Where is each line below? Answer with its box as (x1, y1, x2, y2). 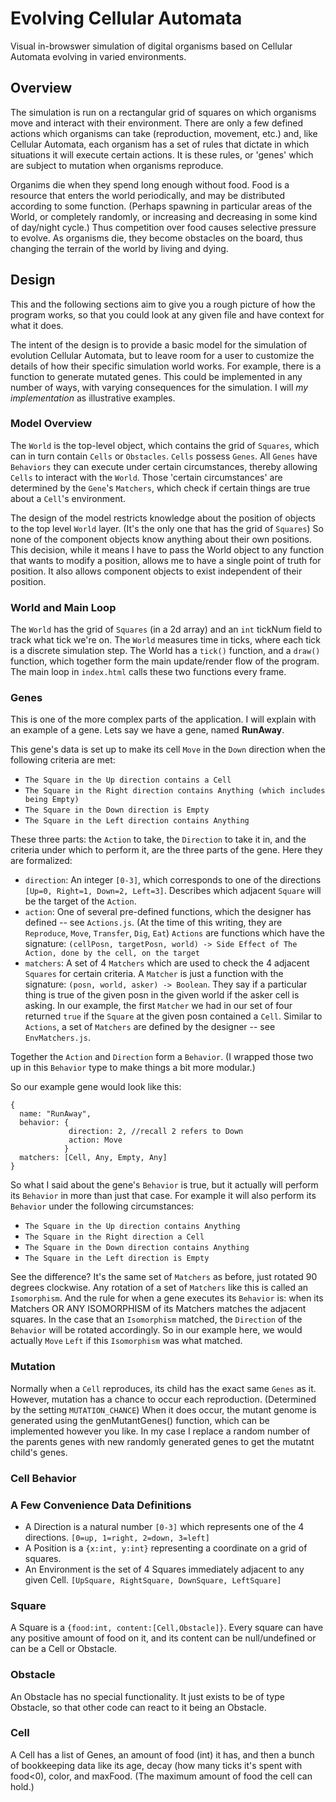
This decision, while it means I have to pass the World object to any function (10, 543, 325, 556)
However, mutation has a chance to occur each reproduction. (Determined (10, 1393, 317, 1405)
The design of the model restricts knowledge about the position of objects (10, 512, 316, 524)
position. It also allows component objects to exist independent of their (10, 565, 303, 577)
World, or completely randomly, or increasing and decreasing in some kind (10, 210, 318, 222)
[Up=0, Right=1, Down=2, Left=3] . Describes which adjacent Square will (24, 885, 322, 897)
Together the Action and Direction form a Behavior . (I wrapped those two (10, 1051, 314, 1063)
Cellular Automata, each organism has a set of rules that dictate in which (10, 138, 310, 150)
